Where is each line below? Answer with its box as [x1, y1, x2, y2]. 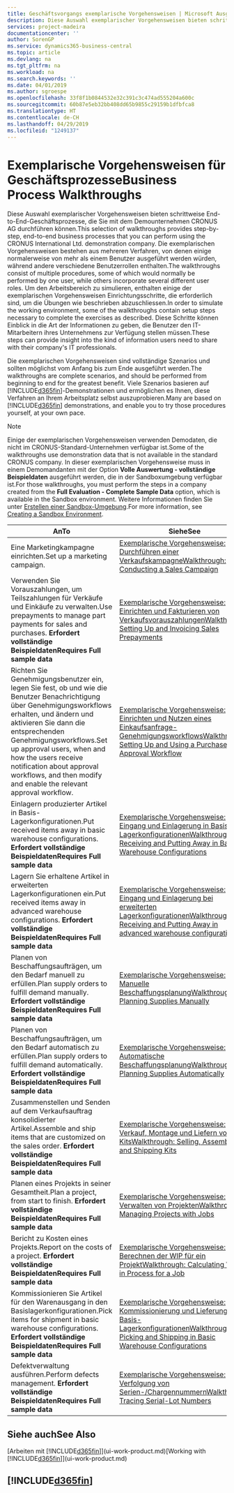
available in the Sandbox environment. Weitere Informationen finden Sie [7, 495, 213, 503]
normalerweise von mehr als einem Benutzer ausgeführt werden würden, [7, 254, 217, 262]
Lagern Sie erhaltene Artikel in [10, 872, 110, 882]
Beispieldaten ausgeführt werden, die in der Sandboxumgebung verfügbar [7, 473, 223, 482]
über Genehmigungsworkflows [10, 701, 112, 711]
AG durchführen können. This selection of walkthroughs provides [7, 225, 193, 233]
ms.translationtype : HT [7, 107, 77, 114]
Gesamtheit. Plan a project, [10, 1187, 97, 1197]
